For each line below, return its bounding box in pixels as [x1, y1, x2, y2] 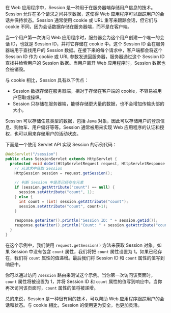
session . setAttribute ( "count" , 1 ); [18, 190, 95, 195]
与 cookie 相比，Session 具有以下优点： [5, 77, 89, 83]
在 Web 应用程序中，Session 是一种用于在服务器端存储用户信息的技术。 [5, 5, 156, 10]
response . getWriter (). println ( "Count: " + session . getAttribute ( [14, 223, 156, 228]
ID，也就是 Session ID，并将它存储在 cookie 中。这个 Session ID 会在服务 [11, 41, 165, 47]
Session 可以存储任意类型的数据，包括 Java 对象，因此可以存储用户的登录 [5, 118, 161, 124]
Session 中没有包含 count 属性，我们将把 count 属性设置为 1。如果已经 [11, 248, 158, 254]
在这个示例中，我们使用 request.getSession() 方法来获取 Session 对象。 [5, 242, 157, 248]
